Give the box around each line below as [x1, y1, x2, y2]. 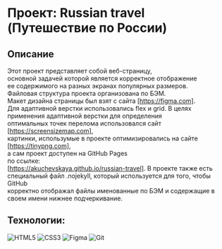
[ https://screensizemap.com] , [7, 127, 94, 135]
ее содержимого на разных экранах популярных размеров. [7, 82, 188, 90]
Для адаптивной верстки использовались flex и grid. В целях [7, 104, 192, 112]
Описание [7, 48, 54, 60]
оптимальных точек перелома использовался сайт [7, 119, 162, 128]
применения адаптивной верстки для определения [7, 111, 162, 120]
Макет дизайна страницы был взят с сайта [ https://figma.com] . [7, 97, 196, 105]
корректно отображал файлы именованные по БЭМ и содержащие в [7, 187, 215, 195]
